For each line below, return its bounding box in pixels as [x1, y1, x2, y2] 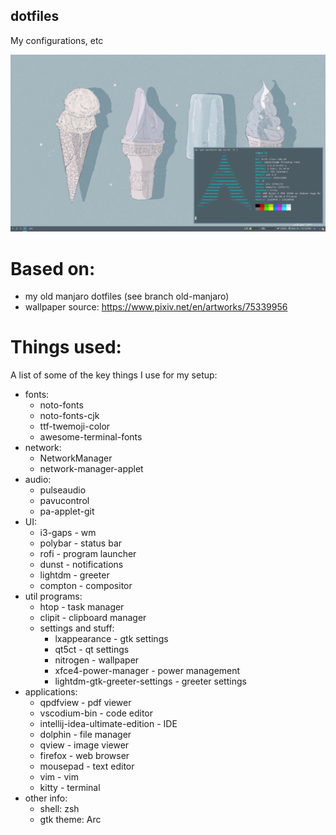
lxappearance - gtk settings [54, 633, 169, 645]
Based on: [10, 257, 96, 280]
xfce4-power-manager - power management [54, 665, 241, 677]
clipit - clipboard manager [39, 612, 147, 624]
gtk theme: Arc [39, 814, 102, 826]
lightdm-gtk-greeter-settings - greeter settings [54, 675, 247, 688]
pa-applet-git [39, 505, 95, 518]
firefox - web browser [39, 750, 130, 762]
